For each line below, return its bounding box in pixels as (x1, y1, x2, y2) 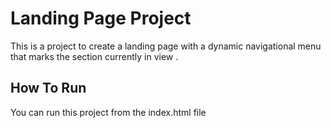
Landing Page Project (10, 7, 192, 30)
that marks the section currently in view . (10, 50, 179, 62)
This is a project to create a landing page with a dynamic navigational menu (10, 40, 322, 52)
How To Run (10, 80, 87, 97)
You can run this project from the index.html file (10, 106, 207, 118)
